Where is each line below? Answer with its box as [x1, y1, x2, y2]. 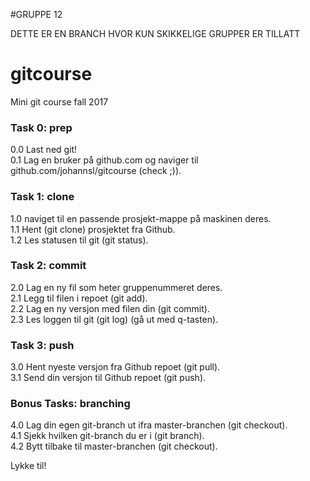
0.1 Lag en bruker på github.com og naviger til [10, 154, 199, 166]
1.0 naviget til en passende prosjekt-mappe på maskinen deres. [10, 212, 272, 224]
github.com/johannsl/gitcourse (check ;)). [10, 165, 182, 177]
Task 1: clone [10, 190, 75, 204]
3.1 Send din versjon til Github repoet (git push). [10, 372, 207, 384]
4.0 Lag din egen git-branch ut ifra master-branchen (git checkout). [10, 419, 288, 431]
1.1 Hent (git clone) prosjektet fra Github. [10, 223, 176, 235]
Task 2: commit [10, 259, 87, 273]
